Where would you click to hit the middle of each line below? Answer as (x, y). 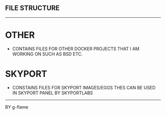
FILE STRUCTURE (33, 8)
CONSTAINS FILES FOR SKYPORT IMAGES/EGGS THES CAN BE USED (84, 87)
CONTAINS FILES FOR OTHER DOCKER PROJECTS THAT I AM (76, 48)
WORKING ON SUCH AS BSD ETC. (47, 54)
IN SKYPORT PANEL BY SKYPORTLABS (52, 93)
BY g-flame (17, 107)
